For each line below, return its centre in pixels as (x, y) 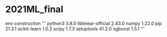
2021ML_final (34, 9)
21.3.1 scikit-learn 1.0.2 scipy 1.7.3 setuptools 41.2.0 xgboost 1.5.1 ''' (75, 28)
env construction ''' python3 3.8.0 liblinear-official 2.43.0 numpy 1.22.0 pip (83, 23)
